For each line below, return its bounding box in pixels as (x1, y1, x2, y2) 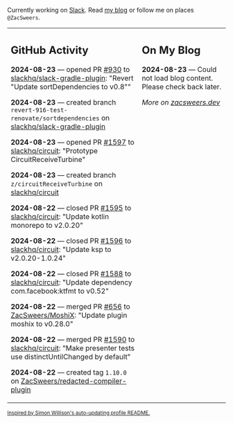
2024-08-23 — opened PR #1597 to (10, 137, 135, 147)
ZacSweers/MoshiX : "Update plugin (10, 310, 128, 320)
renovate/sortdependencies (10, 114, 100, 122)
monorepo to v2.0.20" (10, 220, 83, 230)
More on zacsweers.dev (141, 97, 221, 107)
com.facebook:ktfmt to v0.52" (10, 286, 110, 296)
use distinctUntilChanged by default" (10, 352, 131, 361)
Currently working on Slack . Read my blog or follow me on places (7, 6, 194, 14)
